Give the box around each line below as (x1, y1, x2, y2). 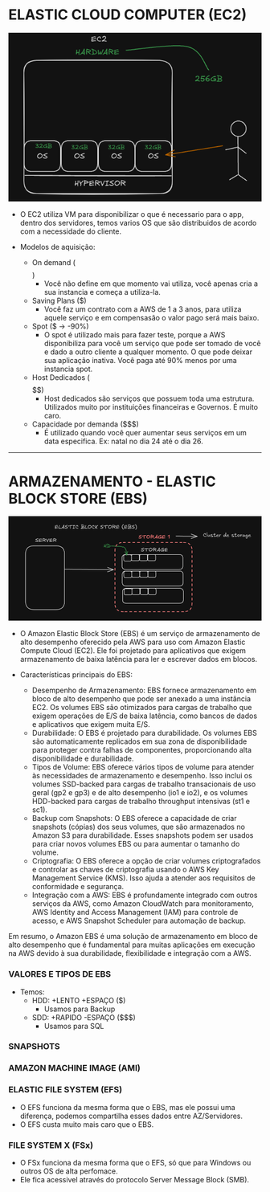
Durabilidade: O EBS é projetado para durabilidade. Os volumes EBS (31, 729, 257, 738)
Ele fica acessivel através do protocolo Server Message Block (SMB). (19, 1174, 250, 1184)
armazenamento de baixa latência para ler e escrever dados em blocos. (19, 655, 258, 664)
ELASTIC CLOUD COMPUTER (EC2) (8, 6, 247, 24)
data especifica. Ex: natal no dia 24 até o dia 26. (43, 436, 203, 447)
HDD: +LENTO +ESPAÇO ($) (31, 995, 126, 1005)
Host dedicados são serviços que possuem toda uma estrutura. (43, 394, 255, 403)
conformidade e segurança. (31, 882, 125, 892)
